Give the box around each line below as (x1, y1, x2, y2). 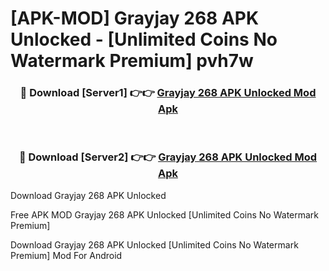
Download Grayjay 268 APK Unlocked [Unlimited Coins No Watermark (10, 238, 299, 251)
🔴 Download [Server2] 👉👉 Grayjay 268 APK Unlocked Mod (18, 150, 318, 164)
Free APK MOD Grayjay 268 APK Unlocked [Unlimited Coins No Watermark (10, 208, 320, 221)
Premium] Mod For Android (10, 249, 123, 261)
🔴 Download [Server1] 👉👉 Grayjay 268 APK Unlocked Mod (19, 86, 317, 100)
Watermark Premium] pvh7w (10, 50, 254, 72)
